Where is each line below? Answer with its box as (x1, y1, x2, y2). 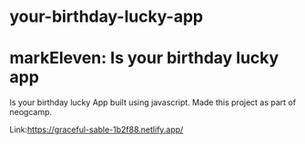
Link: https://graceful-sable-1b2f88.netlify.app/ (9, 124, 184, 135)
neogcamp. (9, 107, 53, 118)
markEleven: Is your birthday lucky (9, 48, 280, 69)
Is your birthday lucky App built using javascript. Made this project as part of (9, 97, 297, 108)
